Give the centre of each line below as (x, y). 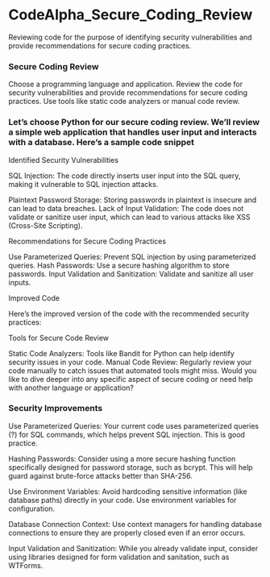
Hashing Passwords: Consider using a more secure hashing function (122, 459)
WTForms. (26, 565)
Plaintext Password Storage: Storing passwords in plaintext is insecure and (133, 200)
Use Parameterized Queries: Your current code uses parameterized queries (134, 425)
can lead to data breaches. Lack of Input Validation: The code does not (126, 208)
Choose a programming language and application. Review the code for (126, 84)
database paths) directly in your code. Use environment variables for (123, 500)
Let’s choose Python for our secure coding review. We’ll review (134, 122)
